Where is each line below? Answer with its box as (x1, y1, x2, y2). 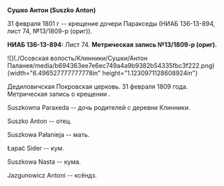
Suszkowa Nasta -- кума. (7, 157, 82, 166)
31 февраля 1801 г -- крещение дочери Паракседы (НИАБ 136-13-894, (7, 20, 216, 27)
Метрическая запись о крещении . (7, 90, 110, 98)
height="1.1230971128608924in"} (102, 69, 198, 77)
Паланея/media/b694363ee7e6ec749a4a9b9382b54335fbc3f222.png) (7, 62, 215, 69)
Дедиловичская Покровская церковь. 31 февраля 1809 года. (7, 83, 188, 90)
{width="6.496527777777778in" (7, 69, 101, 77)
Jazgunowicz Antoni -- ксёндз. (7, 171, 98, 179)
